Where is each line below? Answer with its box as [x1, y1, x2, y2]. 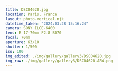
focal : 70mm [5, 35, 30, 40]
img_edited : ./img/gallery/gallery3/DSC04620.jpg [5, 53, 111, 59]
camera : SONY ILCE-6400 [5, 26, 55, 31]
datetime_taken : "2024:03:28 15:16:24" [5, 21, 89, 26]
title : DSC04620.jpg [5, 7, 49, 12]
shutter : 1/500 [5, 44, 37, 49]
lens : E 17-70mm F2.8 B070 [5, 30, 62, 35]
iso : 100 [5, 49, 24, 54]
